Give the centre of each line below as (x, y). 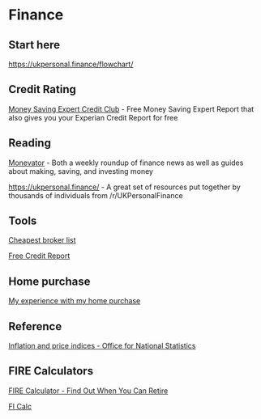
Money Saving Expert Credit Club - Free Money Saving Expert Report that (131, 109)
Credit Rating (43, 89)
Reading (30, 143)
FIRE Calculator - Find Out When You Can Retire (88, 391)
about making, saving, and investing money (81, 171)
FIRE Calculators (51, 371)
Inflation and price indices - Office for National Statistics (102, 346)
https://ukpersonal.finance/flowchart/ (71, 64)
